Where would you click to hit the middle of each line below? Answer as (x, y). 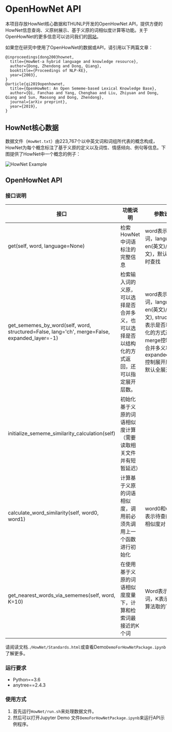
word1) (17, 519)
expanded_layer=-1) (33, 338)
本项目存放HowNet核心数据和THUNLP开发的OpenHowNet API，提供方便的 (84, 24)
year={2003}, (24, 75)
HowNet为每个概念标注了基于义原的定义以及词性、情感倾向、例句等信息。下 (86, 147)
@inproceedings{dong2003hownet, (40, 57)
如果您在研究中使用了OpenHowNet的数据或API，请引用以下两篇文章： (79, 47)
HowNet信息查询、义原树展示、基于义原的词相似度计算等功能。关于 (77, 30)
